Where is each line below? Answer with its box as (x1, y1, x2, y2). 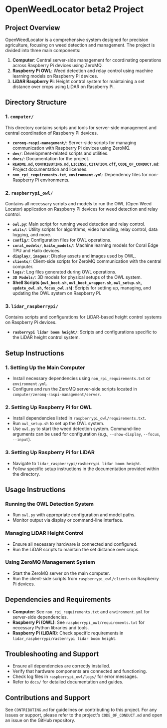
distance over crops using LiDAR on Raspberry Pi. (12, 84, 115, 90)
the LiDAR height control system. (12, 334, 80, 340)
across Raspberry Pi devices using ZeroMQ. (12, 63, 103, 68)
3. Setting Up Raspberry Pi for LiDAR (5, 449, 95, 456)
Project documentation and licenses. (12, 166, 88, 172)
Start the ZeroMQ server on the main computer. (12, 570, 110, 576)
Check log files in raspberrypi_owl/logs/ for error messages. (12, 673, 138, 679)
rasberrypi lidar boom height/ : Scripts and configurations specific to (12, 329, 157, 335)
